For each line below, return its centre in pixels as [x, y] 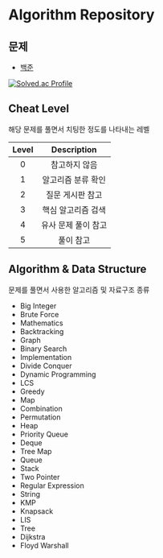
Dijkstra [33, 536]
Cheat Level [39, 109]
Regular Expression [52, 486]
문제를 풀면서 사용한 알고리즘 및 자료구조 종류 [79, 289]
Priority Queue [44, 434]
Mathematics [41, 323]
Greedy [33, 391]
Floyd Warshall [45, 545]
